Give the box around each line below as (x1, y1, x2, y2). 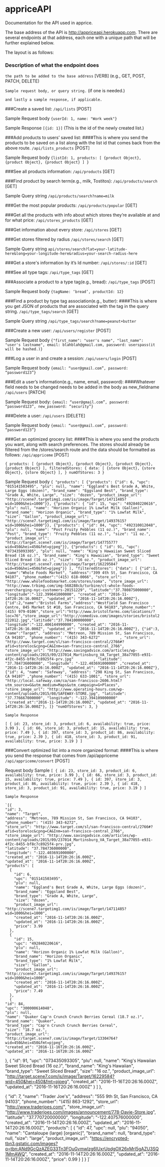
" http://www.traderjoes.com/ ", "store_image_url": (5, 1104, 105, 1110)
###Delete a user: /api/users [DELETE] (5, 413, 85, 419)
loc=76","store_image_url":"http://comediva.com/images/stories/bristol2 (5, 613, 160, 619)
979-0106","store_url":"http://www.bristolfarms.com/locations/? (18, 609, 155, 614)
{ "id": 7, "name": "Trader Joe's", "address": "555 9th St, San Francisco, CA (5, 1093, 158, 1099)
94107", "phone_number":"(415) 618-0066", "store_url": (5, 575, 122, 580)
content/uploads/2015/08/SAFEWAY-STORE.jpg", (5, 691, 100, 696)
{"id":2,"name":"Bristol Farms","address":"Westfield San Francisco (5, 601, 149, 605)
